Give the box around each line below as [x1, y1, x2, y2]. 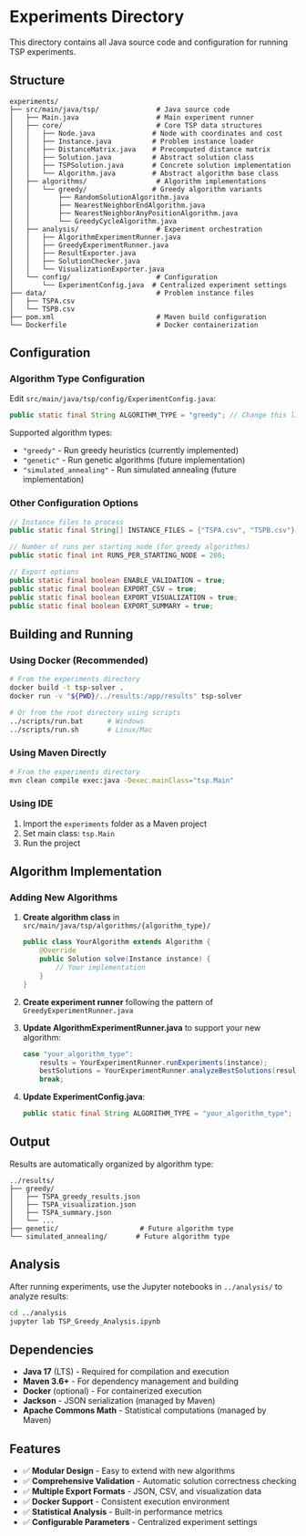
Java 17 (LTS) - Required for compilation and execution [22, 1366, 229, 1377]
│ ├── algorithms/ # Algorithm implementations [9, 176, 267, 186]
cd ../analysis [9, 1308, 67, 1317]
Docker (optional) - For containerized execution [22, 1386, 202, 1396]
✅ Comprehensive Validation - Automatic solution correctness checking [22, 1476, 297, 1487]
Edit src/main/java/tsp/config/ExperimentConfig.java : [9, 393, 217, 404]
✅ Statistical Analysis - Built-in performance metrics [22, 1507, 223, 1518]
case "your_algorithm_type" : [22, 1049, 134, 1059]
